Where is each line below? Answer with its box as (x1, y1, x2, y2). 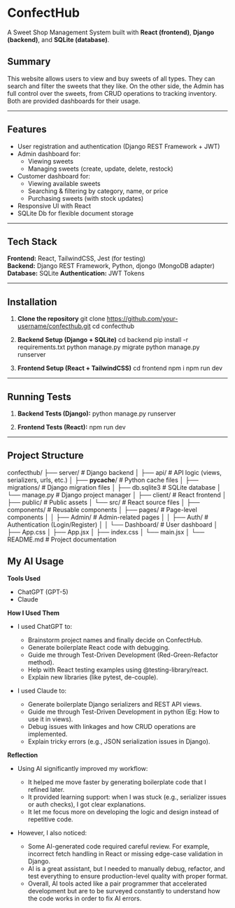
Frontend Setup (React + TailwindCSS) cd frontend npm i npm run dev (17, 364, 222, 372)
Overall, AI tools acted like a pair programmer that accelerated (27, 879, 208, 888)
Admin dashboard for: (17, 149, 80, 158)
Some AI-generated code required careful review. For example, (27, 842, 210, 851)
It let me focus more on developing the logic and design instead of (27, 807, 219, 816)
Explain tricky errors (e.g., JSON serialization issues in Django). (27, 737, 211, 746)
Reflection (7, 751, 38, 759)
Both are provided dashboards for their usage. (7, 97, 141, 105)
